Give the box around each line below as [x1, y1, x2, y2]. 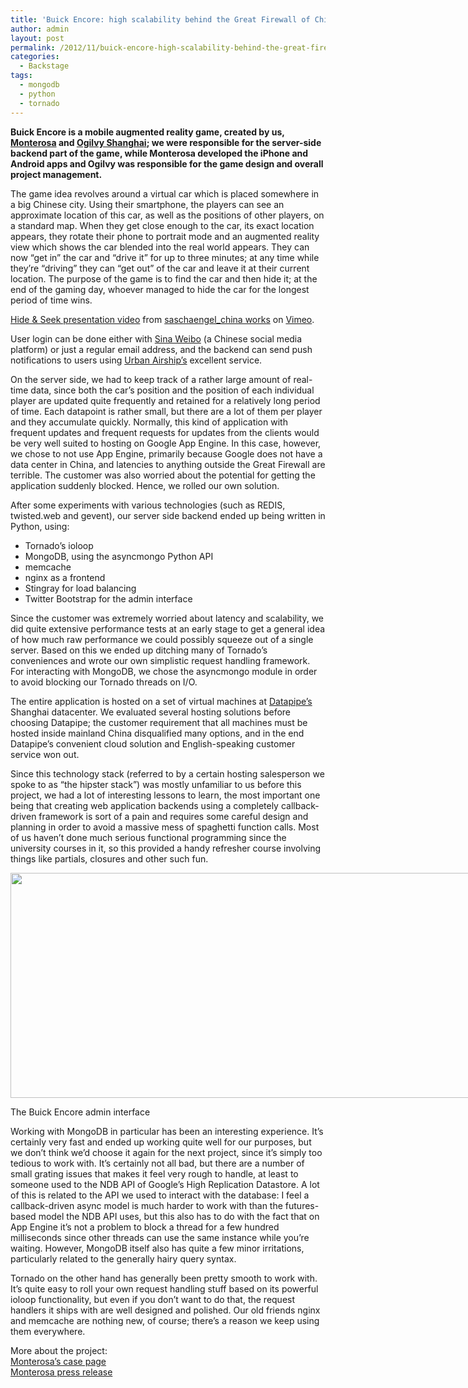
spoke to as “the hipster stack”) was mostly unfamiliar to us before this [10, 778, 302, 790]
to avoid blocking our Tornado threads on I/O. [10, 676, 198, 688]
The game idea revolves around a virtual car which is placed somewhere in [10, 187, 320, 200]
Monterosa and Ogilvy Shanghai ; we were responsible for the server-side [10, 136, 322, 148]
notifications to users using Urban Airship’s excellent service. [10, 354, 263, 366]
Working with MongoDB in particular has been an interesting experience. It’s [10, 1125, 324, 1137]
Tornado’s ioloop [24, 539, 94, 551]
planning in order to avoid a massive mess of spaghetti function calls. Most [10, 821, 320, 833]
